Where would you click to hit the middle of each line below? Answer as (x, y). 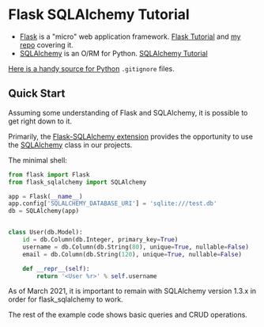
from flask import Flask (49, 175)
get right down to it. (40, 121)
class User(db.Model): (45, 232)
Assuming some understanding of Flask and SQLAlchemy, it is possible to (128, 112)
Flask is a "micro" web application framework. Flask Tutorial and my (130, 36)
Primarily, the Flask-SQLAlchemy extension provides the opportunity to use (130, 136)
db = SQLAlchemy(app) (44, 211)
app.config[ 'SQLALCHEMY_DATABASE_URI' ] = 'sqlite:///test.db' (113, 203)
